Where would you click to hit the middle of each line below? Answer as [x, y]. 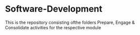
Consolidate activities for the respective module [53, 27]
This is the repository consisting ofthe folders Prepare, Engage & [70, 22]
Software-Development [54, 9]
